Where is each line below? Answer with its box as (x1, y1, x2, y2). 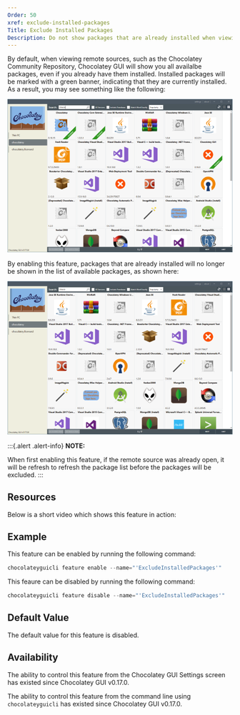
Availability (7, 651, 59, 664)
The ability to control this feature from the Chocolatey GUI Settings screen (7, 670, 226, 679)
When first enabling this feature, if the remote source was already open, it (7, 455, 225, 464)
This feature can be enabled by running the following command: (7, 550, 196, 559)
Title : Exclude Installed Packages (7, 26, 114, 34)
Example (7, 531, 47, 543)
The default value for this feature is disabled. (7, 631, 139, 639)
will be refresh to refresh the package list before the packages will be (7, 463, 212, 471)
